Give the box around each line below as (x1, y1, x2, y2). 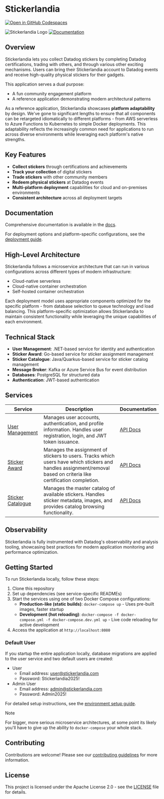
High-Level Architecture (5, 251, 81, 259)
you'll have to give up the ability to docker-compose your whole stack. (5, 724, 143, 731)
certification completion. (43, 477, 100, 484)
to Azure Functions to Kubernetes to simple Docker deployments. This (5, 121, 146, 126)
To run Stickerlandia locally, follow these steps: (5, 576, 100, 582)
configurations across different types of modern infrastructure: (5, 269, 132, 274)
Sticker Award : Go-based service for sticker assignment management (12, 351, 154, 357)
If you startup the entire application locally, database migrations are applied (5, 651, 157, 656)
